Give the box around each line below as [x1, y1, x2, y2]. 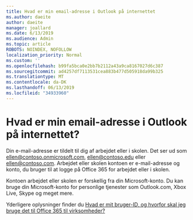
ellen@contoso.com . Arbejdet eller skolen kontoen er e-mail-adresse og [6, 159, 180, 167]
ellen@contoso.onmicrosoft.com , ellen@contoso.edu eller [6, 153, 146, 160]
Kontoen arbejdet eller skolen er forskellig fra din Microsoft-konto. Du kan [6, 177, 184, 184]
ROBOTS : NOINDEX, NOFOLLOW [6, 47, 72, 53]
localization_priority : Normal [6, 52, 82, 58]
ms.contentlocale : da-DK [6, 80, 67, 85]
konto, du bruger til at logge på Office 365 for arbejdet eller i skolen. [6, 166, 171, 173]
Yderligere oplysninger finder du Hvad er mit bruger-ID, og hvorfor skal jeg [6, 201, 186, 208]
